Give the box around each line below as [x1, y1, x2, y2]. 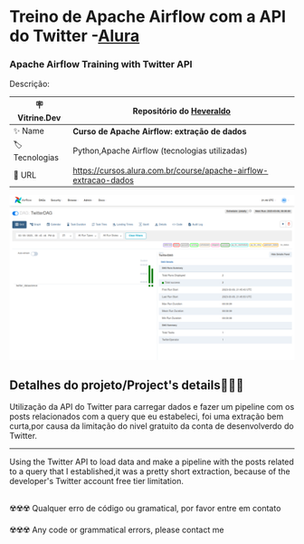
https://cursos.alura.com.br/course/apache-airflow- [71, 165, 269, 176]
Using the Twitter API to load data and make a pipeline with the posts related [9, 456, 294, 468]
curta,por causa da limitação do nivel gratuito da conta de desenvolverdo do [9, 421, 294, 432]
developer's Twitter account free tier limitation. [9, 476, 184, 487]
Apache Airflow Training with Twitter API [9, 58, 193, 71]
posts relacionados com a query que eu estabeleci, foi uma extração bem [9, 411, 284, 423]
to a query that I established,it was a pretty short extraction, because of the [9, 466, 291, 477]
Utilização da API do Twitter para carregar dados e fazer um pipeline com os [9, 402, 295, 413]
